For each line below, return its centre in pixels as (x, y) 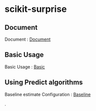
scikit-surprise (36, 9)
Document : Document (28, 39)
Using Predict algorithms (44, 83)
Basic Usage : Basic (25, 67)
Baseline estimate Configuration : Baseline (48, 94)
